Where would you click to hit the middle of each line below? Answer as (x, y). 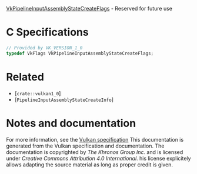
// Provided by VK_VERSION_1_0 (44, 48)
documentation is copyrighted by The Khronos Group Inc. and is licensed (95, 152)
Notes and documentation (71, 123)
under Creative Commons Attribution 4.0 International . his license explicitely (98, 158)
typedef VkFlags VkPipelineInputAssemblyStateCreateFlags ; (80, 53)
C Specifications (48, 32)
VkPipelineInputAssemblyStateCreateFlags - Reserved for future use (89, 9)
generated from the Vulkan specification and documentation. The (85, 146)
